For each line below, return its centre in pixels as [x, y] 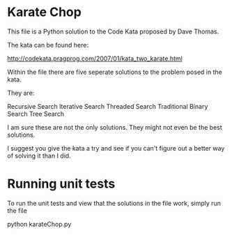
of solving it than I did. [39, 156]
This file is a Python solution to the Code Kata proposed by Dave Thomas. [113, 31]
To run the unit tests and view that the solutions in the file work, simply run [114, 203]
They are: [21, 93]
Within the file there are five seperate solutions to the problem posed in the [115, 72]
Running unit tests [61, 184]
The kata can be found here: [48, 45]
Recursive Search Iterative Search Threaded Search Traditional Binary [108, 106]
